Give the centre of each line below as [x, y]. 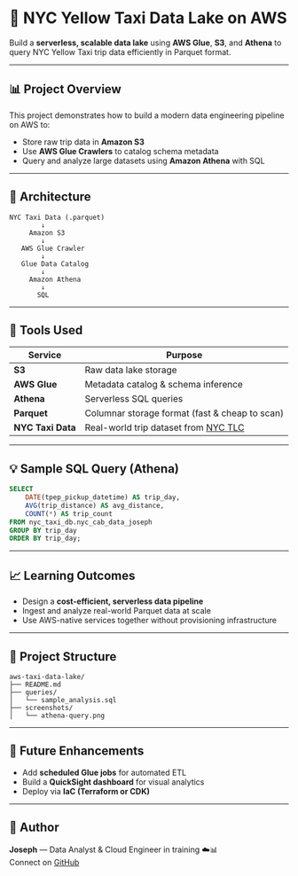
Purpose [184, 356]
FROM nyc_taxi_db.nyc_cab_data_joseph [81, 522]
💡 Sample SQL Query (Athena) [94, 469]
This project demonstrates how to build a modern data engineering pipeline [147, 115]
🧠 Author [34, 828]
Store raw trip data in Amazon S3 [83, 142]
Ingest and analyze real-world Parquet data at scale [116, 611]
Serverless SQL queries [134, 399]
